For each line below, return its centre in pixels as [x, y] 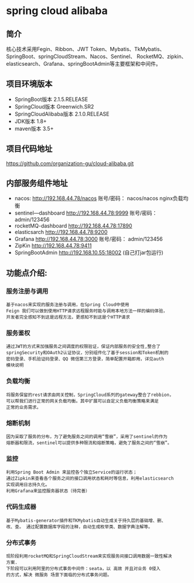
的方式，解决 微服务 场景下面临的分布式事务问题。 [59, 575]
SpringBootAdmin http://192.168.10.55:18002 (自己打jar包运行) [89, 253]
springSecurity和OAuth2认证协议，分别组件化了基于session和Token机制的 [87, 353]
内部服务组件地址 [37, 183]
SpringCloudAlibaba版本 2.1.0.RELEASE [62, 114]
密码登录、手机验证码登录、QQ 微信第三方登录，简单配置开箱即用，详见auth [85, 359]
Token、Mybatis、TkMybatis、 [127, 49]
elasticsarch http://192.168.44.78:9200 [61, 232]
